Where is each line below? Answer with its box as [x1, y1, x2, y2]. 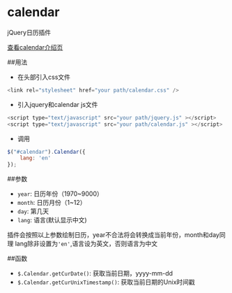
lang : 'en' [20, 155, 52, 162]
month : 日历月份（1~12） [17, 199, 86, 207]
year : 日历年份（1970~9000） [17, 190, 103, 198]
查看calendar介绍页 [7, 43, 63, 51]
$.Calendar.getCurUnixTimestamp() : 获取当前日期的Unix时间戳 [17, 278, 195, 287]
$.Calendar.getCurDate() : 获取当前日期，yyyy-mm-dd [17, 269, 173, 278]
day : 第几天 [17, 207, 49, 215]
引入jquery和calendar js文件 [17, 100, 98, 108]
